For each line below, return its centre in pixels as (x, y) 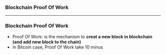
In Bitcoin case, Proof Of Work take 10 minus (58, 47)
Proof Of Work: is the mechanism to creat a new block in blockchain (82, 36)
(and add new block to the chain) (47, 42)
